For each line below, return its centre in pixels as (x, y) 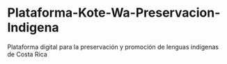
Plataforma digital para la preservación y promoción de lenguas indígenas (113, 47)
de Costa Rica (27, 54)
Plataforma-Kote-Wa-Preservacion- (114, 13)
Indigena (33, 27)
